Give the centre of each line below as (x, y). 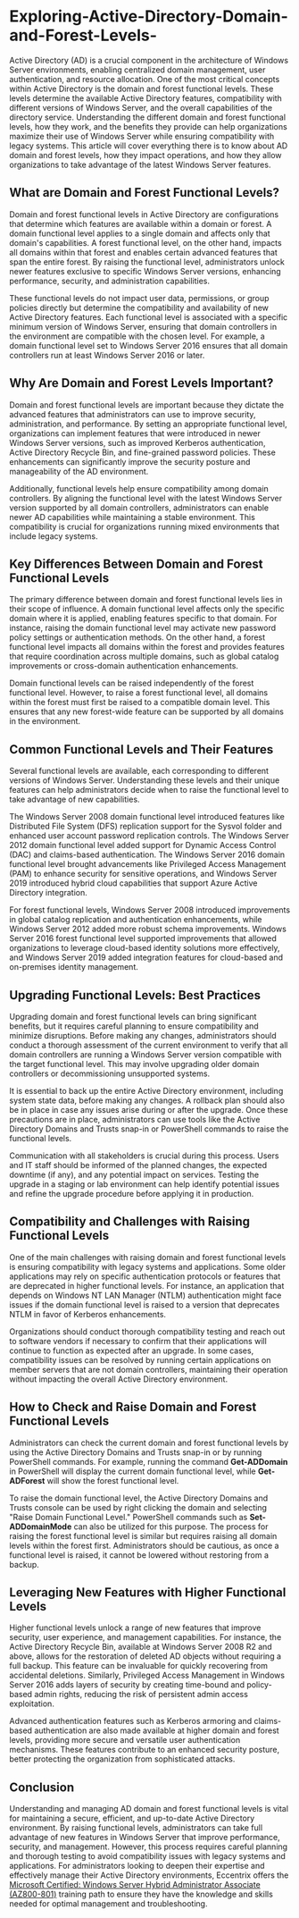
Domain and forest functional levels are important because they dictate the (146, 405)
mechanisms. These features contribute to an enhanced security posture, (145, 1750)
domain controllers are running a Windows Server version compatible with (145, 1055)
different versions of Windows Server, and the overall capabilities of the (141, 107)
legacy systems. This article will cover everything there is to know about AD (149, 146)
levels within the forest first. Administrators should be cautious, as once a (144, 1545)
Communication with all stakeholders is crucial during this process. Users (144, 1156)
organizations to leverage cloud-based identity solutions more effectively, (145, 948)
